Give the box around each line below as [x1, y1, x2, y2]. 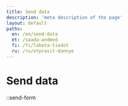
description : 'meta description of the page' [6, 14, 123, 20]
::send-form [6, 94, 36, 101]
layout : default [6, 20, 47, 26]
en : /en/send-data [11, 31, 59, 37]
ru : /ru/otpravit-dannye [11, 48, 74, 54]
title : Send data [6, 8, 50, 15]
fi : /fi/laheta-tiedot [11, 43, 69, 49]
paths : [6, 25, 23, 32]
